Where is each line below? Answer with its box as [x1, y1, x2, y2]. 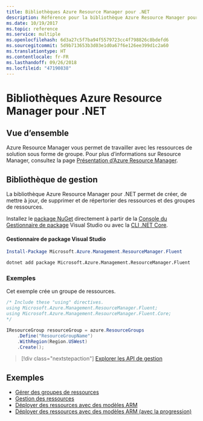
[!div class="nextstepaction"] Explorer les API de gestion [21, 355, 163, 362]
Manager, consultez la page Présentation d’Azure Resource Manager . [6, 157, 178, 164]
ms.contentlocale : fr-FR [6, 54, 69, 60]
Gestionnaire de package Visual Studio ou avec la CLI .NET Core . [6, 221, 168, 229]
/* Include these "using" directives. [6, 299, 104, 305]
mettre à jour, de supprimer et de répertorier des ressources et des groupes [6, 197, 195, 204]
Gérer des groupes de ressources [14, 388, 100, 396]
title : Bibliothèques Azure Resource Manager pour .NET [6, 8, 150, 15]
